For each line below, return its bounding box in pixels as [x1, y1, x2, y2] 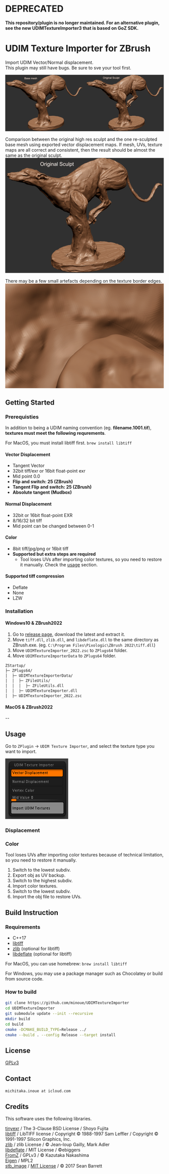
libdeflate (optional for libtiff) [12, 951, 72, 957]
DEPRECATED [5, 3, 64, 15]
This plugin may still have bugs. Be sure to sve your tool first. [5, 64, 132, 71]
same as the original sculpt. [5, 152, 62, 159]
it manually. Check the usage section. [20, 561, 98, 567]
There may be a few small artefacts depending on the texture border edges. [5, 278, 162, 284]
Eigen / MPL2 [5, 1157, 33, 1163]
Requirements [5, 923, 41, 930]
